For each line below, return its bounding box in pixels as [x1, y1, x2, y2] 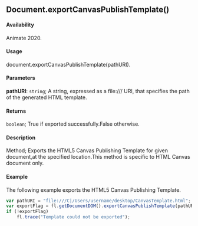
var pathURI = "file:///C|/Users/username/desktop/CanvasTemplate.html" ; [6, 198, 192, 204]
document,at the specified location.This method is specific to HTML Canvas [6, 153, 190, 161]
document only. [6, 159, 44, 167]
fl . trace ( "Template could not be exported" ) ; [16, 214, 131, 220]
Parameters [6, 74, 35, 81]
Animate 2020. [6, 34, 42, 41]
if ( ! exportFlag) [6, 209, 49, 215]
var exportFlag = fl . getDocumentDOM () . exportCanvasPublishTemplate [6, 203, 176, 209]
